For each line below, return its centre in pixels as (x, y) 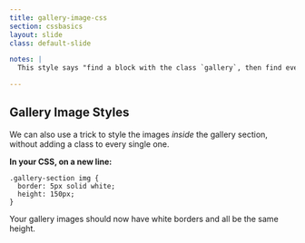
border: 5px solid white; (67, 186)
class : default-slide (50, 43)
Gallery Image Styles (69, 113)
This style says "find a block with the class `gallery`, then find (150, 68)
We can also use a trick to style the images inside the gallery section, (138, 134)
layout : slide (36, 34)
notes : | (26, 60)
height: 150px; (46, 194)
